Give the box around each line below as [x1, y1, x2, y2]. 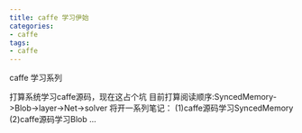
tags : [9, 38, 30, 48]
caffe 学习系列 [9, 73, 63, 84]
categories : [9, 22, 54, 31]
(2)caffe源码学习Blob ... [9, 114, 96, 125]
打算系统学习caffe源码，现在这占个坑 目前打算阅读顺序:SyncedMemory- [9, 92, 278, 102]
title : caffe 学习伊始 [9, 13, 89, 22]
